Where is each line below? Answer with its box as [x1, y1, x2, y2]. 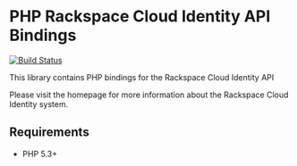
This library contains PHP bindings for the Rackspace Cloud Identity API [9, 71, 275, 82]
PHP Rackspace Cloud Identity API [9, 6, 271, 27]
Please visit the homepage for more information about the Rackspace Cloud [9, 89, 289, 100]
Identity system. [9, 98, 69, 109]
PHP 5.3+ [21, 148, 58, 159]
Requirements [9, 125, 89, 140]
